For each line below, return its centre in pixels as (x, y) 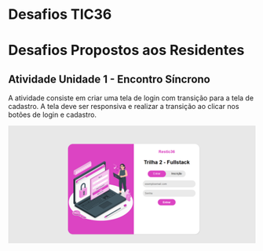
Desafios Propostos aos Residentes (126, 51)
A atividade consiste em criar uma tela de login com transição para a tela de (131, 98)
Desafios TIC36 (60, 15)
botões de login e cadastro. (52, 115)
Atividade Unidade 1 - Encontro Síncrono (109, 79)
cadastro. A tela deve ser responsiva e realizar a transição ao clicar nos (124, 107)
